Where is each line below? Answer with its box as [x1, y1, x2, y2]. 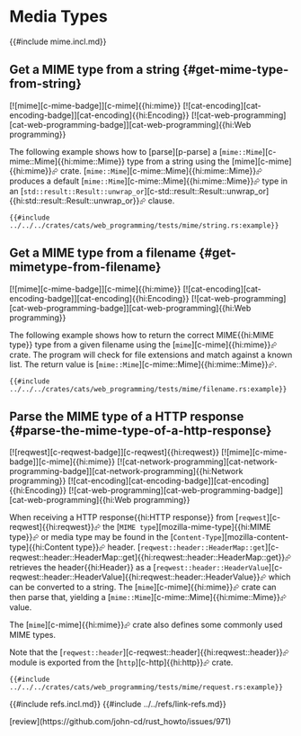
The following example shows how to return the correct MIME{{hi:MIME [9, 329, 274, 340]
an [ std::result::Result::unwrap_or [9, 185, 145, 196]
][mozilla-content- [221, 532, 289, 543]
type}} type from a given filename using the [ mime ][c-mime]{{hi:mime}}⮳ [9, 339, 278, 350]
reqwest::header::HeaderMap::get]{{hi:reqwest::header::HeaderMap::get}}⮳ [9, 552, 292, 563]
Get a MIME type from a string [9, 62, 181, 77]
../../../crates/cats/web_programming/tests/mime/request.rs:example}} [9, 683, 283, 692]
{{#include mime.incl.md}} [9, 36, 107, 47]
